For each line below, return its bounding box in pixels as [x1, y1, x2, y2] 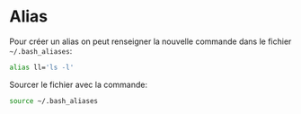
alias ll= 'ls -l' [9, 63, 75, 72]
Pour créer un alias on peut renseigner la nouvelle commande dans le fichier [9, 36, 292, 47]
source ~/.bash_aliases [9, 96, 99, 105]
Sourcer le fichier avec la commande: [9, 79, 148, 90]
